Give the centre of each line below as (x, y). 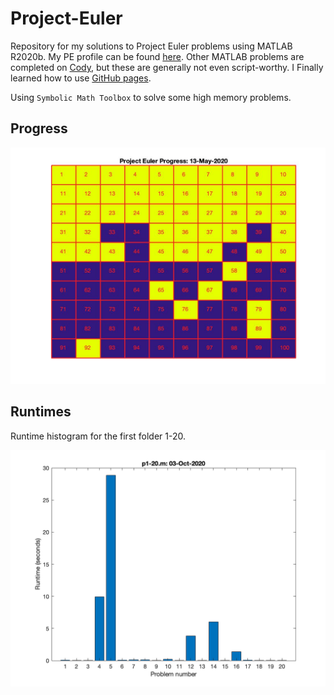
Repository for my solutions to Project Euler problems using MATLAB (151, 46)
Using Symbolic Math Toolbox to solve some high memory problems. (151, 97)
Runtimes (41, 412)
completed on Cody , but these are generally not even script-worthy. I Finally (167, 67)
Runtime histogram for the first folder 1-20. (98, 436)
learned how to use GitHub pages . (81, 78)
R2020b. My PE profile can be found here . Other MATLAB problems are (157, 56)
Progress (39, 128)
